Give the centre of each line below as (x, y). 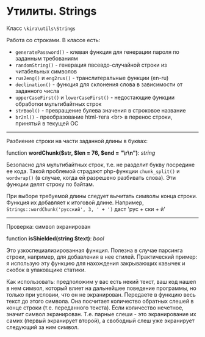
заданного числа (37, 91)
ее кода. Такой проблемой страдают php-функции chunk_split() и (93, 171)
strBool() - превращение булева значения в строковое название (100, 110)
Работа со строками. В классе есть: (53, 40)
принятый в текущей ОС (47, 123)
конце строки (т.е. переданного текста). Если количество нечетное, (95, 308)
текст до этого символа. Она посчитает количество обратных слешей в (100, 301)
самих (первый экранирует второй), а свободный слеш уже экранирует (101, 320)
